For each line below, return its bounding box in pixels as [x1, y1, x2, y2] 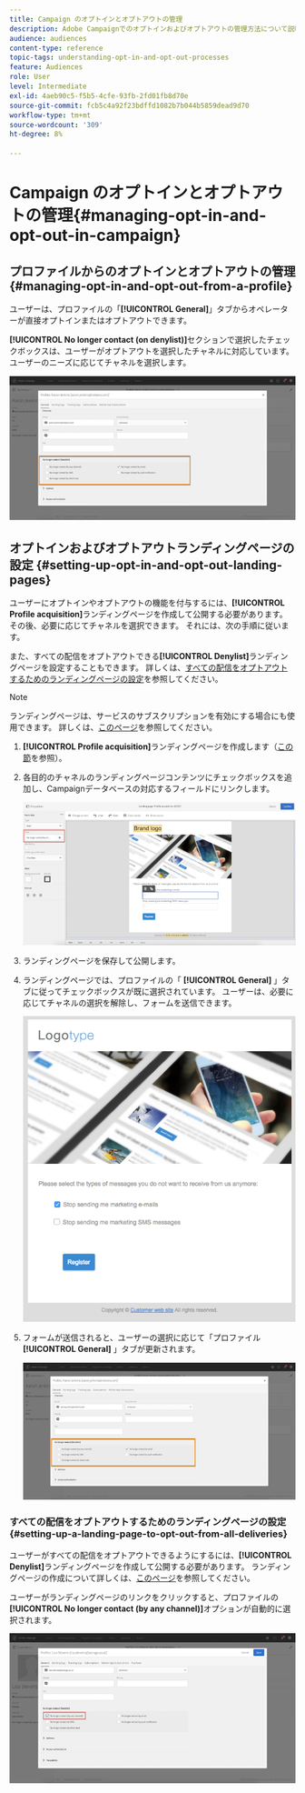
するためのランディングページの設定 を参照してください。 [9, 674, 223, 685]
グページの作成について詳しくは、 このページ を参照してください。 [9, 1572, 256, 1583]
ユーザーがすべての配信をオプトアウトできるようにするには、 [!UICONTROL [9, 1549, 292, 1560]
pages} [9, 572, 52, 587]
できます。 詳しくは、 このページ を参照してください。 [16, 722, 218, 733]
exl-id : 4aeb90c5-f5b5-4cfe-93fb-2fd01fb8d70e [9, 91, 189, 100]
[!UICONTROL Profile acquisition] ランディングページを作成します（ [22, 741, 278, 752]
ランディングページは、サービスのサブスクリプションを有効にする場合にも [9, 710, 288, 722]
